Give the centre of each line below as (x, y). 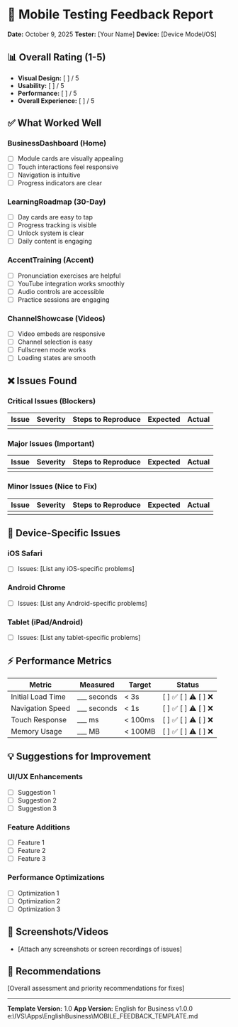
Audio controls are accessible (61, 291)
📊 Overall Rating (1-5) (57, 57)
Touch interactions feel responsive (68, 167)
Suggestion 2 (37, 800)
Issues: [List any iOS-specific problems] (76, 569)
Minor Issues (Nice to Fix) (52, 487)
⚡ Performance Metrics (59, 661)
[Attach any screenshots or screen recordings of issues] (100, 949)
